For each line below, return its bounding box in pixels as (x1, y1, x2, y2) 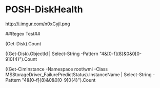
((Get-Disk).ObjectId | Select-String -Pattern (5, 50, 98, 57)
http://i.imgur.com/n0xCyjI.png (5, 21, 70, 27)
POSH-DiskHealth (5, 4, 83, 15)
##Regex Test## (5, 30, 41, 37)
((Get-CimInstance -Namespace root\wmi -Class (5, 66, 108, 72)
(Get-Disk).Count (5, 40, 42, 47)
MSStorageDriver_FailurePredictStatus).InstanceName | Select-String (5, 71, 152, 78)
